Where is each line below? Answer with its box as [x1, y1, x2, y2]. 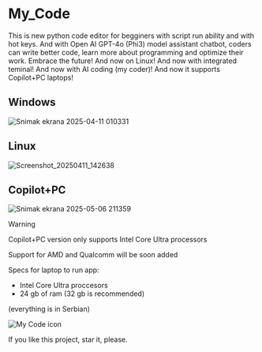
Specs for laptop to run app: [8, 265, 100, 275]
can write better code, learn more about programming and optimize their [8, 47, 244, 57]
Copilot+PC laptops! [8, 73, 73, 82]
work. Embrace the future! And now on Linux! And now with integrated [8, 56, 238, 66]
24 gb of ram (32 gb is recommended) [19, 289, 145, 298]
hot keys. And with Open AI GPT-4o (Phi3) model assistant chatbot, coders [8, 39, 252, 48]
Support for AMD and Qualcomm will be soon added [8, 250, 178, 260]
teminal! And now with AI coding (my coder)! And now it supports [8, 64, 221, 73]
